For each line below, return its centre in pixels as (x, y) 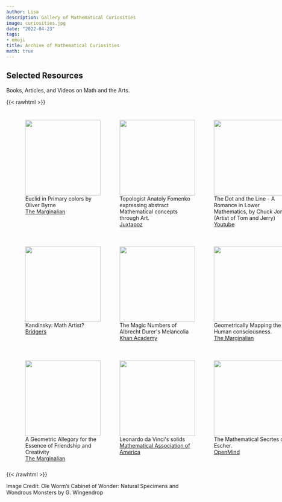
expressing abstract (144, 205)
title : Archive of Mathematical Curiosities (63, 46)
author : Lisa (23, 12)
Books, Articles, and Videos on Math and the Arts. (68, 90)
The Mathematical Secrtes (246, 439)
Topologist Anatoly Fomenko (155, 198)
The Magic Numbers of (148, 325)
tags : (13, 34)
